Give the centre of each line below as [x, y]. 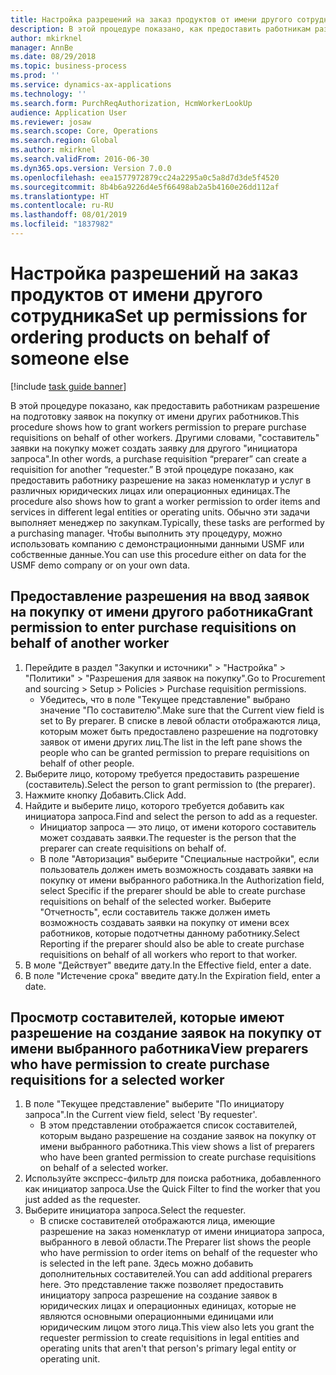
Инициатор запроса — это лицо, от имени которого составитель [178, 827]
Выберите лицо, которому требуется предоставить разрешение [162, 773]
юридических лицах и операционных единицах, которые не [168, 1306]
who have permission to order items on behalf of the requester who [178, 1253]
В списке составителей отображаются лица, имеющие [157, 1221]
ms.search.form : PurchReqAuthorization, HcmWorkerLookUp [131, 103]
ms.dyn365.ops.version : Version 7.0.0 [91, 168]
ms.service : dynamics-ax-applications [91, 85]
